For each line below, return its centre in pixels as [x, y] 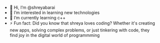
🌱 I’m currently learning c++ [38, 18]
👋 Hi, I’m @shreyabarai [32, 7]
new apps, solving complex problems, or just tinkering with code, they [80, 30]
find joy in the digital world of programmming [55, 35]
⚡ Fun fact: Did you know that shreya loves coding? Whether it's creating [82, 23]
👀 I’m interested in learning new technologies [55, 13]
